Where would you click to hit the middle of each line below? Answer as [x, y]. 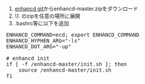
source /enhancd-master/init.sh [65, 70]
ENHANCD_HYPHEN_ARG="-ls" [43, 41]
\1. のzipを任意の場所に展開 [47, 16]
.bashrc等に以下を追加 [42, 23]
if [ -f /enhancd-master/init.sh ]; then [67, 64]
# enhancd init [28, 58]
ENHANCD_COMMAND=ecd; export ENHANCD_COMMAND [73, 35]
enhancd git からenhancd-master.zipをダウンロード [76, 9]
